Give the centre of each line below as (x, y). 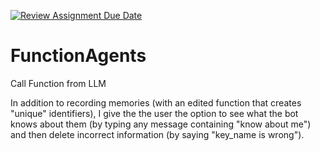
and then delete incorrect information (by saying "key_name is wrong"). (157, 134)
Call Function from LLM (58, 83)
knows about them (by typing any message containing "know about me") (161, 124)
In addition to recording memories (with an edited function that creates (156, 102)
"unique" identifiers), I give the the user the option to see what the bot (154, 113)
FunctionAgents (78, 56)
